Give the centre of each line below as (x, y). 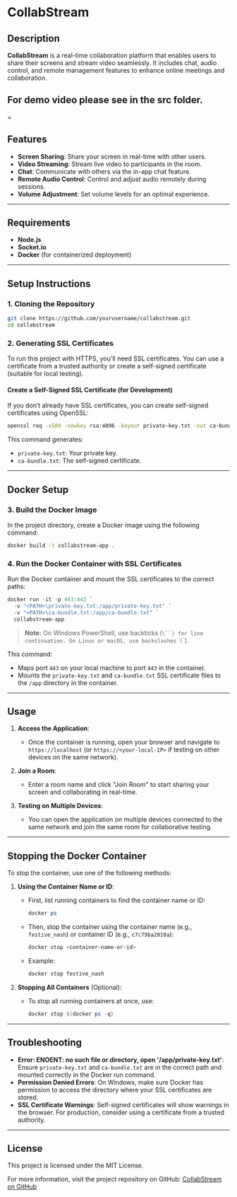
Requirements (39, 223)
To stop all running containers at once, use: (91, 1000)
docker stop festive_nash (66, 974)
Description (34, 39)
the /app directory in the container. (68, 682)
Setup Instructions (49, 284)
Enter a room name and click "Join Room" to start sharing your (119, 785)
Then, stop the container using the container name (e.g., (110, 927)
